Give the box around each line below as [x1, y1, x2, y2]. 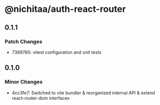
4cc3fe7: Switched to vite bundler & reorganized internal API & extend [11, 90, 155, 96]
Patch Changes [4, 38, 43, 45]
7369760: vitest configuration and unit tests [11, 49, 101, 55]
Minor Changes [4, 78, 43, 85]
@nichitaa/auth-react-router [4, 3, 126, 15]
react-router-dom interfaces [11, 95, 70, 101]
